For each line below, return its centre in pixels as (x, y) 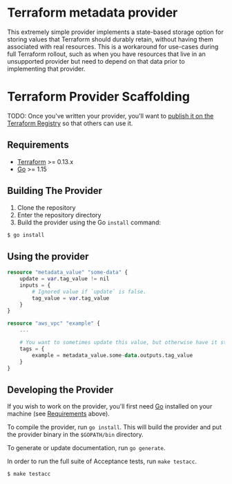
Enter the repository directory (59, 215)
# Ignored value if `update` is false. (89, 292)
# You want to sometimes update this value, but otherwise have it (118, 343)
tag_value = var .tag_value (71, 298)
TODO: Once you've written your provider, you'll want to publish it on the (110, 116)
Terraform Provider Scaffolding (98, 97)
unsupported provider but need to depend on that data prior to (96, 61)
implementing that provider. (46, 69)
